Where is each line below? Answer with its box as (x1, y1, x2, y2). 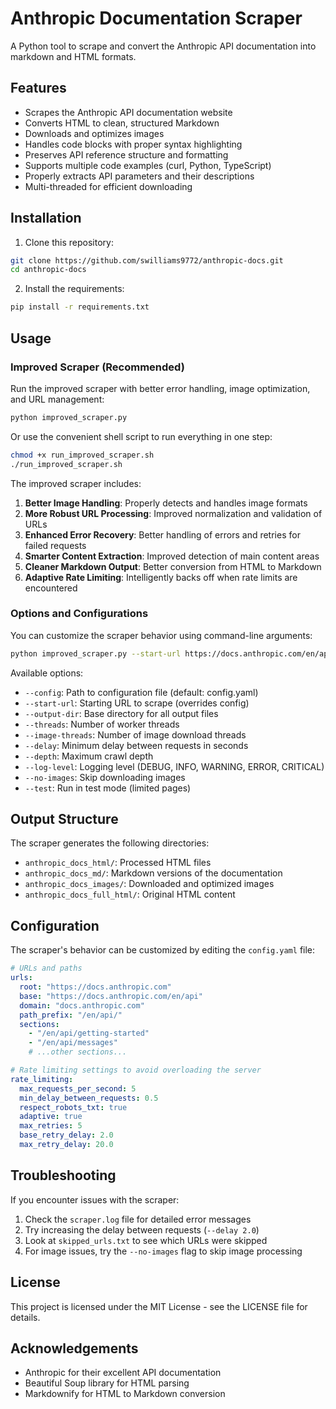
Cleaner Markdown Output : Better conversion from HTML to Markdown (24, 560, 322, 572)
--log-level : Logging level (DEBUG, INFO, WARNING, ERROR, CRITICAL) (24, 760, 325, 772)
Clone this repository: (24, 236, 114, 248)
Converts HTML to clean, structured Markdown (24, 117, 220, 129)
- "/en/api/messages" (28, 1038, 118, 1048)
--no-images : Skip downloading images (24, 771, 186, 783)
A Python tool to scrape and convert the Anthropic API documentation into (10, 40, 317, 52)
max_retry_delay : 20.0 (19, 1140, 114, 1150)
